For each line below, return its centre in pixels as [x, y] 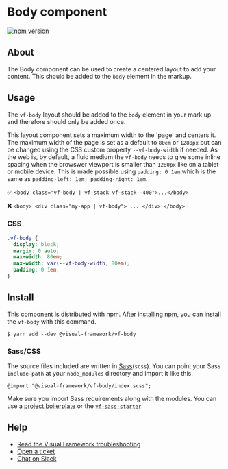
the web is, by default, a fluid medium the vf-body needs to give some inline [114, 157]
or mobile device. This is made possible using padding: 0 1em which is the [112, 171]
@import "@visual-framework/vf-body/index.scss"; [79, 386]
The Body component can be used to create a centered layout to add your [112, 69]
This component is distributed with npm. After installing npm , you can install [114, 314]
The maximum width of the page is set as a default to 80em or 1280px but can [114, 142]
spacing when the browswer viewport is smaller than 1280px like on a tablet [113, 164]
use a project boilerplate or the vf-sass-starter [74, 406]
